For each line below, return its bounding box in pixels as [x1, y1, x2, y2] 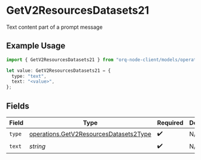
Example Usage [6, 41, 66, 51]
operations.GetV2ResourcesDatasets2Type [29, 130, 151, 138]
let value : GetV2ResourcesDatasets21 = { [6, 67, 111, 74]
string [29, 142, 46, 150]
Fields [6, 101, 30, 111]
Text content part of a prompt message [6, 23, 103, 31]
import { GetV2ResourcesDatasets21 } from [6, 56, 114, 63]
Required [157, 118, 184, 126]
